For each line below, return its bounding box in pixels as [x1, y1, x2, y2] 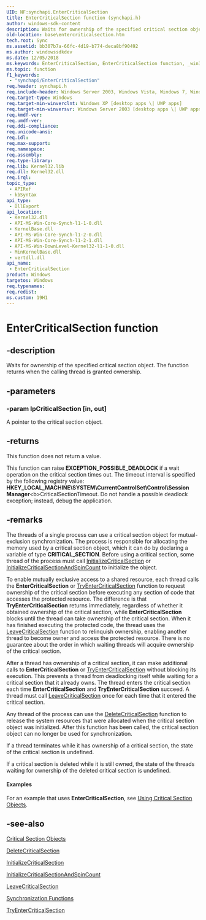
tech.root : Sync [6, 37, 48, 44]
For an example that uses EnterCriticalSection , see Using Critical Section [6, 794, 193, 801]
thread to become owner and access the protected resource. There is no [6, 634, 190, 642]
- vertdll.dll [9, 254, 45, 261]
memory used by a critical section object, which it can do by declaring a [6, 544, 188, 552]
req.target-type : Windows [6, 95, 72, 101]
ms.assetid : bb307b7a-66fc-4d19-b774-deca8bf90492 [6, 44, 139, 50]
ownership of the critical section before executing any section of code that [6, 588, 195, 596]
